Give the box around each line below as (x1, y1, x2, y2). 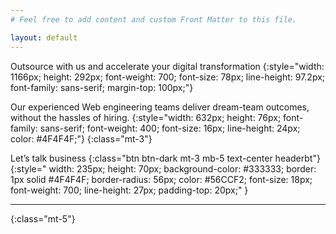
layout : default (10, 32, 78, 43)
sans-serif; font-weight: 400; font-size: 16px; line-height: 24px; (39, 122, 301, 134)
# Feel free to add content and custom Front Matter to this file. (10, 14, 298, 25)
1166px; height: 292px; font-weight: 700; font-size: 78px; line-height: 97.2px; (10, 71, 326, 83)
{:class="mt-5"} (10, 212, 76, 225)
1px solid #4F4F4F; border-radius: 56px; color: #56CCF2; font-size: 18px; (10, 173, 313, 185)
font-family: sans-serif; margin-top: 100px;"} (10, 81, 194, 93)
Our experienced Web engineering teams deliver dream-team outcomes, (10, 101, 310, 113)
